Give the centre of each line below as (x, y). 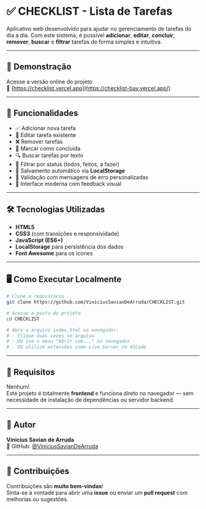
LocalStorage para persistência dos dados (69, 247)
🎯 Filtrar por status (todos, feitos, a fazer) (67, 164)
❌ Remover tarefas (39, 141)
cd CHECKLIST (23, 319)
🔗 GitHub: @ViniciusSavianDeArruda (52, 446)
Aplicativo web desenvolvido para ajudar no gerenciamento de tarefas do (99, 28)
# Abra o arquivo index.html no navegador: (63, 330)
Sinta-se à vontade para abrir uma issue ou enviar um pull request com (97, 492)
